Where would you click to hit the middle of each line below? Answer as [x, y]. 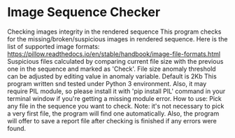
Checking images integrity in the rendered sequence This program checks [114, 32]
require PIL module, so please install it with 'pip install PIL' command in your [116, 91]
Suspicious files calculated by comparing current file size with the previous [115, 61]
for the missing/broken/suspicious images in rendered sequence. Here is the [117, 39]
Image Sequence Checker [84, 12]
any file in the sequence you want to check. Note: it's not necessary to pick [116, 106]
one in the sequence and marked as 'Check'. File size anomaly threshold [112, 69]
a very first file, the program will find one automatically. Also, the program [113, 113]
